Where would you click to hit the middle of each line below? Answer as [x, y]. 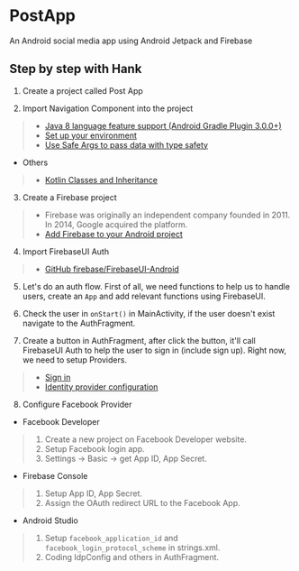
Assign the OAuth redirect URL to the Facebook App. [142, 502]
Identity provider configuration [101, 387]
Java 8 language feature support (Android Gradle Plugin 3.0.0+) [163, 125]
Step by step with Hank [76, 69]
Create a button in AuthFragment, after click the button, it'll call [139, 340]
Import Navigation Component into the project [108, 108]
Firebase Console [55, 475]
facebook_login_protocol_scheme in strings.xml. [132, 548]
